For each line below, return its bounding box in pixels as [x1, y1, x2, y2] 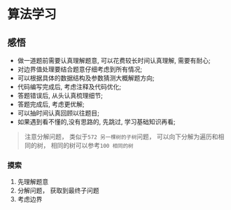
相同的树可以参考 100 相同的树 [50, 141, 134, 149]
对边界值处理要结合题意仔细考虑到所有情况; [17, 65, 143, 73]
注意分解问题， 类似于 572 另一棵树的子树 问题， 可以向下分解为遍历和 [24, 132, 218, 141]
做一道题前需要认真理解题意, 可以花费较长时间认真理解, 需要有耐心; [17, 57, 211, 64]
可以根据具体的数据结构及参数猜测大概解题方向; [17, 74, 155, 82]
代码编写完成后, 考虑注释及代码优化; [17, 83, 121, 91]
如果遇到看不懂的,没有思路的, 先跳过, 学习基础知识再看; [17, 118, 176, 126]
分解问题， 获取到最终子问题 [17, 186, 99, 195]
